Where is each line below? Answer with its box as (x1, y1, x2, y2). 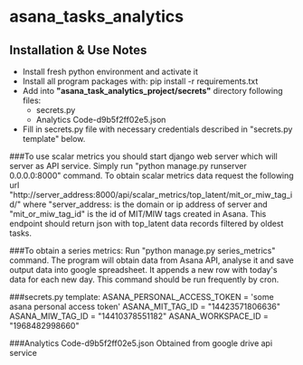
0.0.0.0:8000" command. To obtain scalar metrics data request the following (9, 170, 294, 181)
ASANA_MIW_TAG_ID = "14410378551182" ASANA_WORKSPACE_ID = (9, 311, 270, 322)
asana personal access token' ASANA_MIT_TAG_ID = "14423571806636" (9, 301, 281, 312)
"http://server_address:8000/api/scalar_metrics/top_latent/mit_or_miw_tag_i (9, 190, 293, 200)
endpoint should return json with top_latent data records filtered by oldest (9, 219, 284, 229)
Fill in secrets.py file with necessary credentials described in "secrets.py (22, 124, 293, 135)
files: (22, 95, 42, 106)
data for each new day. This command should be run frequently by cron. (9, 274, 279, 285)
